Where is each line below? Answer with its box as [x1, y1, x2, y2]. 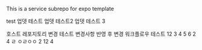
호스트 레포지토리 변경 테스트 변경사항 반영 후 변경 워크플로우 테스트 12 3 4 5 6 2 [6, 30, 196, 37]
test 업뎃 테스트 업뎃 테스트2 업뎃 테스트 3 [6, 17, 106, 25]
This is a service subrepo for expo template [6, 5, 115, 12]
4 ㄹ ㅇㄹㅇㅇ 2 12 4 [6, 38, 54, 45]
